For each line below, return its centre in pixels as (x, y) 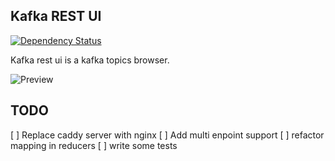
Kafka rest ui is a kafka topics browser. (90, 60)
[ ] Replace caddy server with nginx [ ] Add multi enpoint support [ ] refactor (167, 135)
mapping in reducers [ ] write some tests (94, 145)
